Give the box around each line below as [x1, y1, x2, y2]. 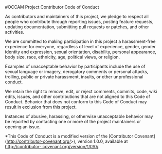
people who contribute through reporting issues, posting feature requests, [5, 19, 154, 24]
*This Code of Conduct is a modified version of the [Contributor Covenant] [5, 134, 156, 139]
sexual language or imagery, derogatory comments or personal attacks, [5, 69, 148, 75]
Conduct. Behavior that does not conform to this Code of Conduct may [5, 99, 147, 104]
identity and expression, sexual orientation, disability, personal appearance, [5, 49, 157, 55]
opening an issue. [5, 124, 41, 130]
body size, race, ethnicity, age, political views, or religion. [5, 54, 120, 60]
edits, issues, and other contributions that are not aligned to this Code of [5, 94, 150, 99]
